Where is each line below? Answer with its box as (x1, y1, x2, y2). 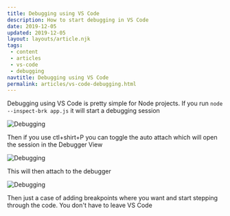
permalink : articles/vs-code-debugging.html (7, 80, 137, 87)
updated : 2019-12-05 (7, 29, 67, 36)
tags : (7, 42, 23, 49)
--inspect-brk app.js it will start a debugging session (7, 107, 160, 115)
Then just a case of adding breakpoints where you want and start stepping (7, 194, 218, 202)
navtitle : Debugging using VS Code (7, 74, 109, 81)
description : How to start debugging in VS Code (7, 17, 149, 23)
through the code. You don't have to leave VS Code (7, 201, 152, 210)
